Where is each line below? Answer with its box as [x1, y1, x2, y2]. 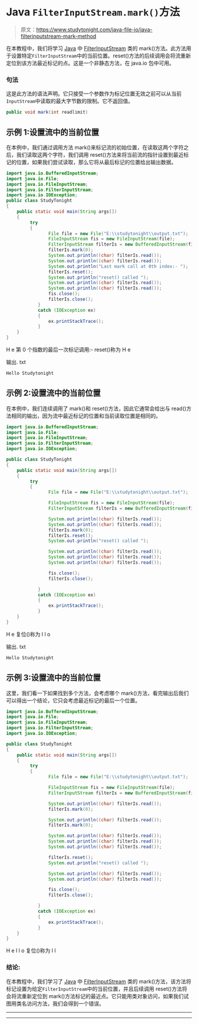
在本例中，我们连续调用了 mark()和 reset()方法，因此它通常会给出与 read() [6, 405, 187, 412]
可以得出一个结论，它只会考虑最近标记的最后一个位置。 [6, 696, 140, 704]
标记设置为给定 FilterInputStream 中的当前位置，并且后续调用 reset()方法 [6, 985, 183, 992]
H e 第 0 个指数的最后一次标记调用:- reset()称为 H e [6, 346, 131, 354]
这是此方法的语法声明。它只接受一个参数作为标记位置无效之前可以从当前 [6, 90, 181, 97]
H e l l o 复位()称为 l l [6, 947, 56, 954]
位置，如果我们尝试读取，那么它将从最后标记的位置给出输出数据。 [16, 158, 177, 166]
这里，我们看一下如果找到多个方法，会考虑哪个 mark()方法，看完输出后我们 [6, 689, 189, 696]
